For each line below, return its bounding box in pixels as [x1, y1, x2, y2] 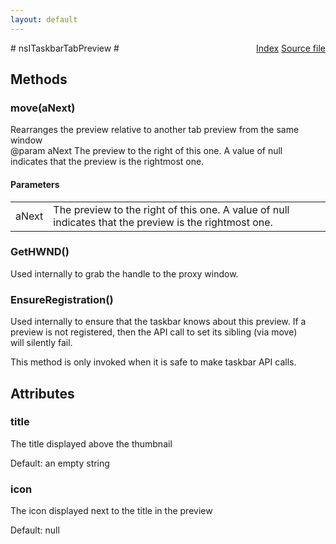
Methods [10, 71, 68, 88]
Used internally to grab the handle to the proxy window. [10, 267, 239, 280]
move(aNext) [10, 101, 76, 115]
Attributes [10, 385, 75, 402]
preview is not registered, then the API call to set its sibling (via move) [10, 326, 298, 338]
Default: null [10, 524, 60, 536]
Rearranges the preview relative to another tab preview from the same [10, 124, 300, 136]
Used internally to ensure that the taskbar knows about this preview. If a [10, 316, 307, 328]
